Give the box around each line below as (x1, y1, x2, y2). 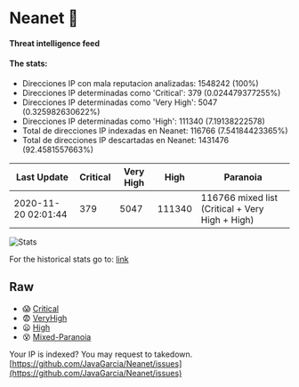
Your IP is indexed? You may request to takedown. (9, 349, 193, 359)
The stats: (9, 58, 48, 69)
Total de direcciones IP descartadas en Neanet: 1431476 (21, 134, 230, 145)
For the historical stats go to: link (9, 254, 129, 264)
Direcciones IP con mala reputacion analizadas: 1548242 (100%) (21, 77, 260, 88)
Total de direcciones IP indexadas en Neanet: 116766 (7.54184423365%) (21, 125, 288, 136)
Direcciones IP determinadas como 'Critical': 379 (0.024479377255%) (21, 87, 281, 98)
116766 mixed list (200, 191, 279, 204)
